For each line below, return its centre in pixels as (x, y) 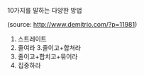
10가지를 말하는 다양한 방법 (45, 10)
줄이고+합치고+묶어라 (48, 56)
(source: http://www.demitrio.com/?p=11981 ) (72, 24)
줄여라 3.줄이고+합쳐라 (49, 47)
